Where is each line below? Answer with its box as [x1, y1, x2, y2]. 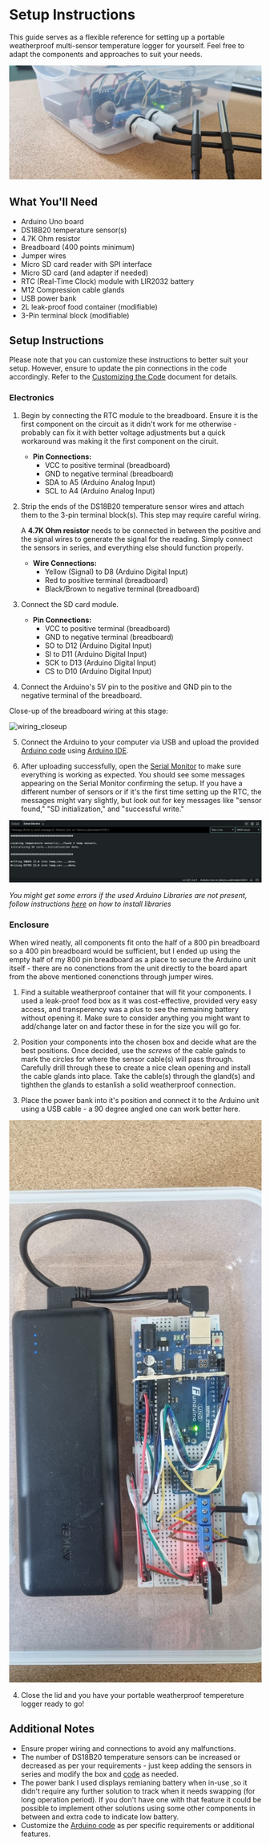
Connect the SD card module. [20, 599, 119, 609]
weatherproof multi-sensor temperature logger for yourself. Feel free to [9, 40, 245, 50]
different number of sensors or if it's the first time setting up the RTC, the [20, 786, 262, 797]
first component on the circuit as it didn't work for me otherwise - [20, 419, 237, 428]
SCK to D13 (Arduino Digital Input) [44, 658, 157, 667]
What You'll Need [9, 195, 99, 209]
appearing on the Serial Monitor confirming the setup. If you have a [20, 778, 243, 788]
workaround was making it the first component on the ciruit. [20, 436, 219, 445]
